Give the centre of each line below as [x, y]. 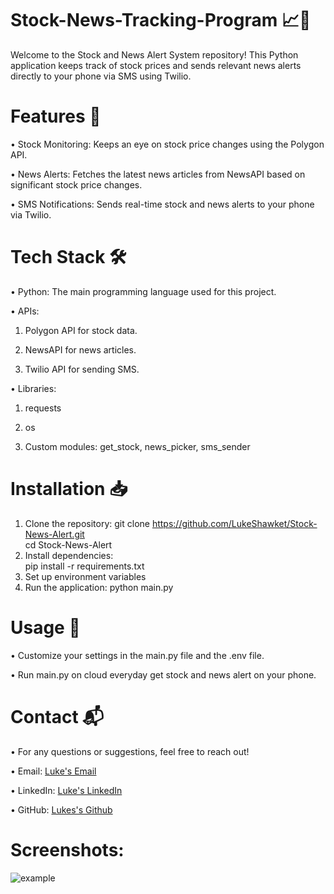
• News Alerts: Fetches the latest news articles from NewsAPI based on [158, 174]
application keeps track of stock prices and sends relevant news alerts [156, 65]
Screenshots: [67, 849]
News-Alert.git [54, 534]
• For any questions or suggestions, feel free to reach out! [130, 751]
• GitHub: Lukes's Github [61, 809]
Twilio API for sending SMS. [82, 369]
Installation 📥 [69, 489]
